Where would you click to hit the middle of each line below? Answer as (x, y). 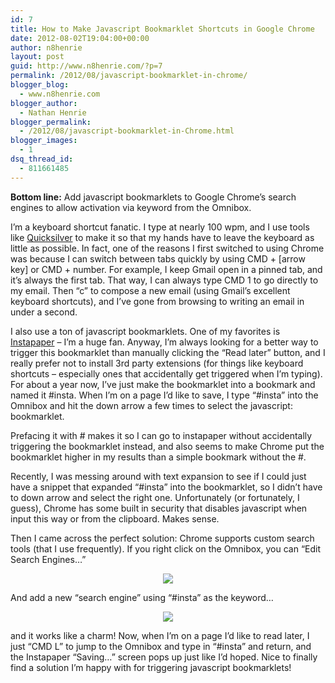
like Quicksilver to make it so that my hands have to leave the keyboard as (162, 237)
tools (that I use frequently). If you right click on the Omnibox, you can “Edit (166, 548)
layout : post (37, 57)
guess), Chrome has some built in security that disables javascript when (159, 508)
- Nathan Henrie (53, 112)
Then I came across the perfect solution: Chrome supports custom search (162, 538)
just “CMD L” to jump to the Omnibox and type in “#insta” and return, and (161, 646)
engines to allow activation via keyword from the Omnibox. (131, 207)
